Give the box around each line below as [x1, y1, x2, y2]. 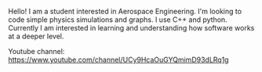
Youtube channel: [8, 47, 65, 56]
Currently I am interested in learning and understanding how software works [8, 23, 255, 32]
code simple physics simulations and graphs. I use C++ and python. [8, 15, 227, 24]
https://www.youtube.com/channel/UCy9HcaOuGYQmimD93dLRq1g [8, 55, 229, 64]
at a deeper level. [8, 31, 64, 41]
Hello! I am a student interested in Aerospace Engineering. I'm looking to [8, 7, 242, 16]
